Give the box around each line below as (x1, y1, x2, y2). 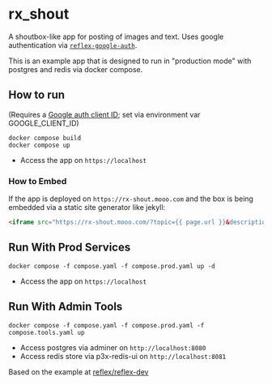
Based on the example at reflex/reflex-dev (8, 366, 149, 377)
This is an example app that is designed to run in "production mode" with (8, 56, 252, 66)
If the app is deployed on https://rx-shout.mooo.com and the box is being (8, 194, 253, 203)
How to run (8, 88, 66, 102)
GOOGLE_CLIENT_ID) (8, 118, 79, 128)
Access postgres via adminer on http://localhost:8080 (19, 342, 206, 353)
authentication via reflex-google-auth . (8, 40, 138, 49)
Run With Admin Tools (8, 300, 123, 314)
